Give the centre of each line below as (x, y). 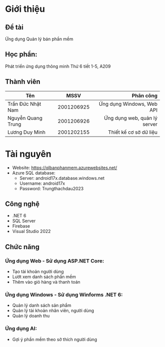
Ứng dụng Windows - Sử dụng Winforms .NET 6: (64, 294)
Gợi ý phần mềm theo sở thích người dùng (55, 339)
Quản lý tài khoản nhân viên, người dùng (53, 311)
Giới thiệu (25, 9)
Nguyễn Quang (25, 118)
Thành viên (23, 82)
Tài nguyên (28, 154)
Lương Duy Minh (27, 132)
